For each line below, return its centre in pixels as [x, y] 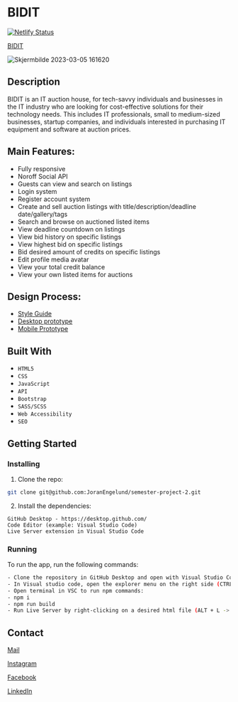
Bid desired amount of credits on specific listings [89, 252]
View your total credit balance [61, 266]
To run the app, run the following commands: [73, 565]
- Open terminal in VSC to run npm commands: [75, 590]
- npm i [19, 598]
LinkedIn [20, 691]
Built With [29, 351]
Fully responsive [41, 168]
